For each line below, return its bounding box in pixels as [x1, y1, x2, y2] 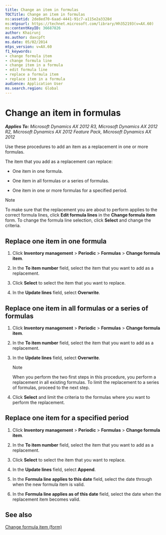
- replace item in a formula [5, 76, 65, 81]
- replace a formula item [5, 72, 58, 77]
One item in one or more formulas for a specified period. [12, 187, 128, 194]
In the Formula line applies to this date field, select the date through [12, 476, 153, 482]
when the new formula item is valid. [12, 481, 85, 487]
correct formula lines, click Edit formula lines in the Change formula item [5, 212, 156, 218]
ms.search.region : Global [5, 85, 58, 91]
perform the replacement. [12, 399, 65, 405]
